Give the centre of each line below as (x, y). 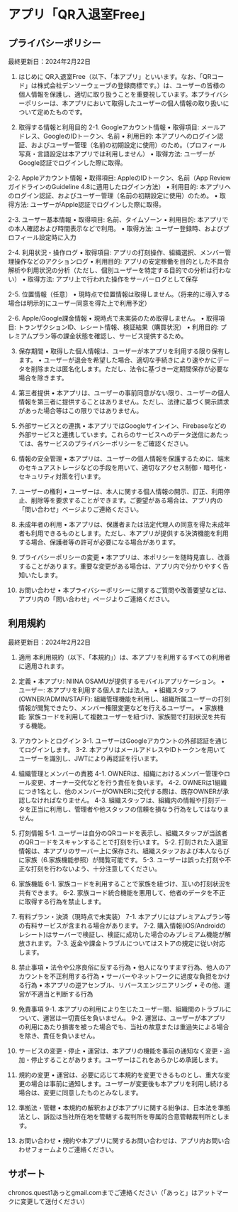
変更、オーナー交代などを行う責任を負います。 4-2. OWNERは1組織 (129, 782)
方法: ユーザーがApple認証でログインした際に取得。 (90, 204)
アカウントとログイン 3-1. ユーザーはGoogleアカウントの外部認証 (114, 741)
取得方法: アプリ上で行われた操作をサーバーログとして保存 (113, 279)
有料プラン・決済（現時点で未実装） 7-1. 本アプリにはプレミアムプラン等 (124, 916)
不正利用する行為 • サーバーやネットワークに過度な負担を (134, 976)
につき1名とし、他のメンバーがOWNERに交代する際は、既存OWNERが (120, 791)
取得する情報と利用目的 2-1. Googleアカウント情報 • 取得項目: (109, 127)
